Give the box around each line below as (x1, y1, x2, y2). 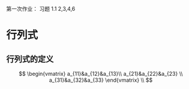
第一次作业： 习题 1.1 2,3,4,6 (6, 5, 76, 12)
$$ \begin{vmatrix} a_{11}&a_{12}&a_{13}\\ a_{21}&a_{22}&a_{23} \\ (19, 70, 183, 77)
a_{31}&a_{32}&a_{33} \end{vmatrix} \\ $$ (49, 76, 153, 84)
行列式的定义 (6, 54, 54, 64)
